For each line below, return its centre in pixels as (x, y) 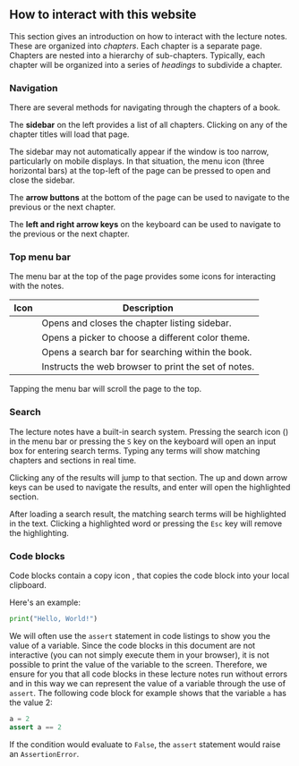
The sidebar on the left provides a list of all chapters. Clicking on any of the (149, 125)
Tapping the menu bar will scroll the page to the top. (106, 389)
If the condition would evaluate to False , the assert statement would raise (145, 744)
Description (148, 308)
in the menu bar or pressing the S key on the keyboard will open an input (143, 441)
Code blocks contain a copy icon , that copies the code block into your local (149, 575)
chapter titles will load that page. (69, 134)
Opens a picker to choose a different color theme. (146, 337)
